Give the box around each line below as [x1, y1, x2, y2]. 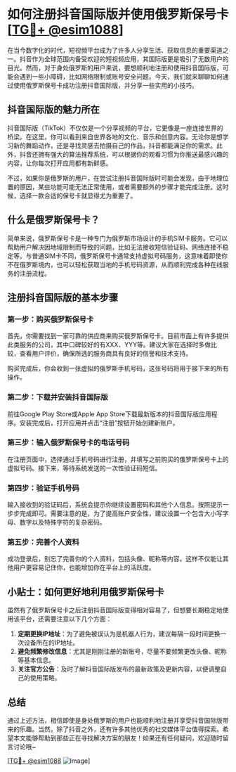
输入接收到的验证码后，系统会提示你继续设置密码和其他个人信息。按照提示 [7, 501, 223, 509]
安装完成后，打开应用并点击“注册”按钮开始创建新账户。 [19, 418, 179, 427]
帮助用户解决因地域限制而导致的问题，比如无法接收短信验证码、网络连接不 [7, 243, 223, 251]
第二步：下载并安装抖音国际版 [7, 392, 109, 402]
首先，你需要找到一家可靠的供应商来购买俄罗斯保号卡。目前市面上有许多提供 [7, 332, 229, 340]
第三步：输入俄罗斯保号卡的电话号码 [7, 437, 130, 447]
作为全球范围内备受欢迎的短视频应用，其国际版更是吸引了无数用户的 [31, 54, 229, 63]
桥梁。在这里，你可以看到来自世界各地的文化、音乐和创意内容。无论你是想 [7, 132, 223, 141]
